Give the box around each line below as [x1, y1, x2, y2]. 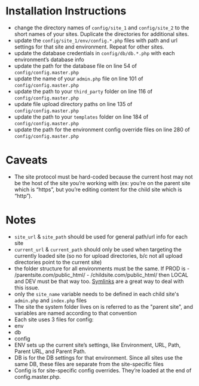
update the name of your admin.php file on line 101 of [14, 75, 144, 82]
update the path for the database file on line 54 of [14, 62, 137, 70]
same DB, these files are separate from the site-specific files [14, 360, 164, 367]
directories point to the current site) [14, 258, 102, 266]
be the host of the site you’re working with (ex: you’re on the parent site [14, 179, 191, 186]
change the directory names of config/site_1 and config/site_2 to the [14, 24, 189, 31]
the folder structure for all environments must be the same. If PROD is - [14, 265, 189, 272]
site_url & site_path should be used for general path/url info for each [14, 233, 188, 240]
